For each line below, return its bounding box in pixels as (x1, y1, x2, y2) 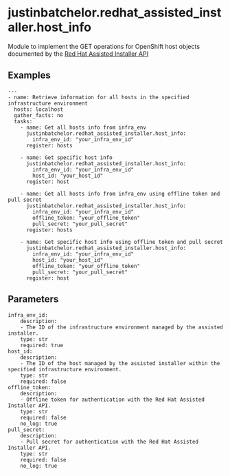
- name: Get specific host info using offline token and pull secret (20, 238, 224, 245)
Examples (8, 70, 51, 81)
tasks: (14, 118, 33, 125)
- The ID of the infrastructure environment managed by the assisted (20, 324, 224, 331)
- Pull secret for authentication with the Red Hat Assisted (20, 438, 198, 445)
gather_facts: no (14, 112, 64, 118)
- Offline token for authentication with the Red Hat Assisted (20, 396, 205, 403)
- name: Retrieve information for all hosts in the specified (8, 94, 189, 101)
